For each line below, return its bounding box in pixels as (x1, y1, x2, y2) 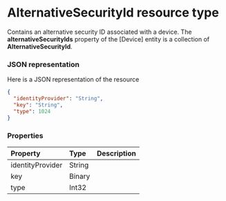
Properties (7, 131, 44, 140)
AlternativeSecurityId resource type (7, 5, 219, 21)
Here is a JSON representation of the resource (7, 75, 140, 84)
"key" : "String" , (13, 102, 64, 108)
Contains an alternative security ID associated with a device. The (7, 28, 192, 36)
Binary (68, 171, 91, 181)
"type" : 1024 (13, 108, 51, 115)
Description (96, 149, 136, 158)
